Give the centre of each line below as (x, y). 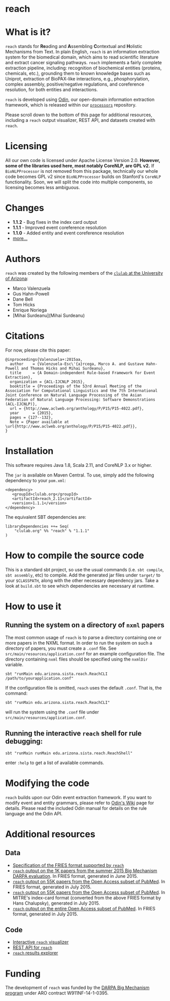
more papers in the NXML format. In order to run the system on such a (79, 643)
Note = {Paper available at (40, 422)
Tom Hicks (24, 304)
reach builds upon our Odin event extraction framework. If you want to (79, 797)
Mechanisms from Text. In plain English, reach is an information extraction (82, 52)
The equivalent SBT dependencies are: (46, 517)
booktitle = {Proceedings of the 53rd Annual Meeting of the (76, 386)
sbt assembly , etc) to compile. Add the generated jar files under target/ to (83, 575)
